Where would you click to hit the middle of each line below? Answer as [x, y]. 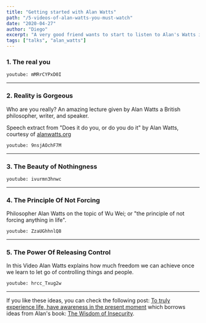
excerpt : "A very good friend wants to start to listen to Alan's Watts [101, 35]
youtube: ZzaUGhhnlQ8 [34, 231]
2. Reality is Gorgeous [40, 96]
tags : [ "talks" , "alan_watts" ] [46, 40]
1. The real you [29, 62]
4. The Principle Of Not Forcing [53, 200]
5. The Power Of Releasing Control [59, 253]
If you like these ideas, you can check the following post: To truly [88, 300]
